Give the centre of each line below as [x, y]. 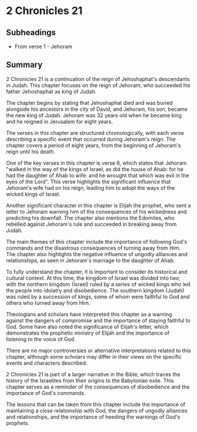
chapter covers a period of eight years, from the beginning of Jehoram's [94, 145]
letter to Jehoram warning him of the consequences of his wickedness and [96, 212]
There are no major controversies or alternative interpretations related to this [98, 351]
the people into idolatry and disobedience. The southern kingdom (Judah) [95, 290]
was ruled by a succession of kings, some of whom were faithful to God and [98, 297]
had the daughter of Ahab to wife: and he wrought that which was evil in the [98, 175]
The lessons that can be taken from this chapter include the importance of [96, 404]
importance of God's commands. [46, 393]
